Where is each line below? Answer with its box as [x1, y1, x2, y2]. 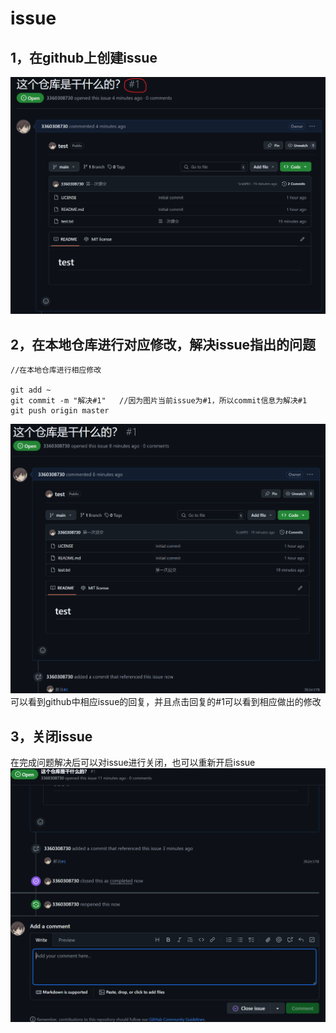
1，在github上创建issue [10, 49, 158, 66]
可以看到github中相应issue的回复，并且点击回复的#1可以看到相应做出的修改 [10, 696, 322, 708]
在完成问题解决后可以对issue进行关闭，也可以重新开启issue [10, 757, 256, 769]
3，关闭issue [10, 728, 93, 745]
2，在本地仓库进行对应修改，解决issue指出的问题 [10, 336, 317, 353]
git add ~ [10, 385, 52, 396]
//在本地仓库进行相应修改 [10, 365, 102, 376]
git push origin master [10, 406, 110, 416]
